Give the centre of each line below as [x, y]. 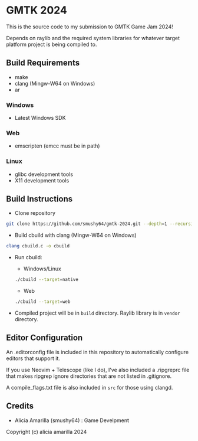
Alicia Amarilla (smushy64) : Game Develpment [72, 420]
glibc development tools [44, 174]
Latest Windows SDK [40, 118]
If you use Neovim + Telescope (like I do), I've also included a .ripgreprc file [98, 370]
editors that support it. [33, 358]
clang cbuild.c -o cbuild [38, 246]
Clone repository [35, 213]
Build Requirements [43, 63]
